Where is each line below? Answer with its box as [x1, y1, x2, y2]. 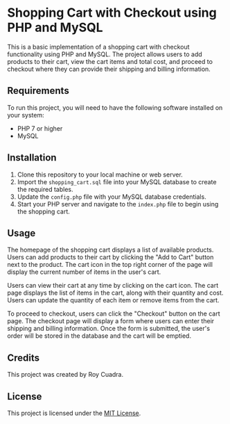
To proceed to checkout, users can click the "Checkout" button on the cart [7, 309, 220, 318]
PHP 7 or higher [17, 124, 63, 133]
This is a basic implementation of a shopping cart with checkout [7, 42, 190, 51]
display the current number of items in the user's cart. [7, 268, 161, 276]
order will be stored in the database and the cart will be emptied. [7, 332, 192, 340]
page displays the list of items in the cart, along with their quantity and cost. [7, 288, 224, 297]
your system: [7, 111, 45, 119]
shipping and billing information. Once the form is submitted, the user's [7, 325, 210, 333]
